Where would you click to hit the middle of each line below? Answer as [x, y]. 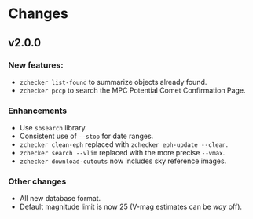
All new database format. [60, 199]
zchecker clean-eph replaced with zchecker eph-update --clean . [124, 144]
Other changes [37, 181]
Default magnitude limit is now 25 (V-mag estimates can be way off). [130, 207]
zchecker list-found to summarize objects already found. [113, 82]
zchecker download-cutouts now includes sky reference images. [123, 161]
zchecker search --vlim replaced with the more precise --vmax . [122, 153]
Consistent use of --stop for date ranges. [86, 136]
